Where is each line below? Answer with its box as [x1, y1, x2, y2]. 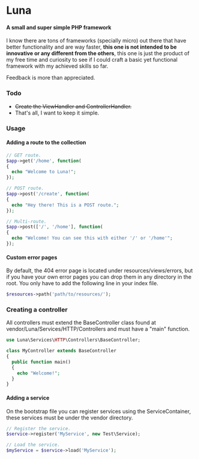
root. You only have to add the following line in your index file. [6, 280, 159, 287]
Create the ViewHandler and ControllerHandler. [14, 102, 132, 110]
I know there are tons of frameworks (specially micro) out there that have [6, 37, 187, 44]
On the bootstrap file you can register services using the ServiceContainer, [6, 407, 191, 415]
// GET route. [6, 152, 42, 158]
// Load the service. [6, 442, 61, 448]
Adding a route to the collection [6, 139, 86, 146]
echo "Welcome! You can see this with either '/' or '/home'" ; [11, 235, 173, 241]
